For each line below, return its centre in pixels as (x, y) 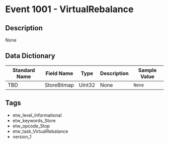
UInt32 (87, 85)
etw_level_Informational (37, 115)
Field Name (59, 73)
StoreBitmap (59, 85)
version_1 (22, 136)
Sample (147, 70)
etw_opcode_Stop (31, 126)
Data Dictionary (30, 56)
